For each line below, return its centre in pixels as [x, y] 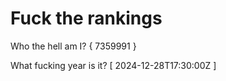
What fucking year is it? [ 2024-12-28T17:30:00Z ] [113, 65]
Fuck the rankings [86, 18]
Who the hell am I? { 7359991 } [73, 46]
